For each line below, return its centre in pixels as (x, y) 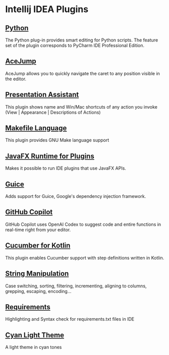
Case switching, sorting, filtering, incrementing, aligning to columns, (76, 286)
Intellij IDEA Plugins (47, 9)
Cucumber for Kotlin (38, 246)
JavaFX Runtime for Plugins (50, 156)
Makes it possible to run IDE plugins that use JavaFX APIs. (66, 168)
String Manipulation (37, 274)
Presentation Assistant (42, 95)
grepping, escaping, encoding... (38, 291)
